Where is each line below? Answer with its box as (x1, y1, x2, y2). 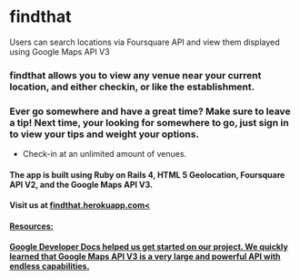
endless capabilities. (9, 260, 90, 271)
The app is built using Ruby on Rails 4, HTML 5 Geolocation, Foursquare (9, 169, 285, 180)
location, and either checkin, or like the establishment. (9, 80, 255, 93)
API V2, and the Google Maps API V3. (9, 179, 153, 190)
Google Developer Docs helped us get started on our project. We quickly (9, 241, 288, 252)
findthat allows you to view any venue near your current (9, 68, 262, 81)
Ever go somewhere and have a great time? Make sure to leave (9, 105, 291, 118)
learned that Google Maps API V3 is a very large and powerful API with (9, 251, 281, 262)
